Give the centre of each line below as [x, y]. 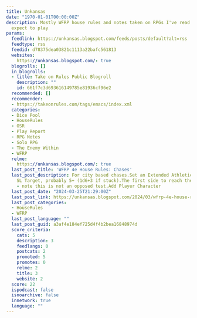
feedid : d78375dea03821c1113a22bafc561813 [64, 50]
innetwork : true [31, 301]
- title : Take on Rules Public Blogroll [61, 77]
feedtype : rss [28, 45]
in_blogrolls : [28, 72]
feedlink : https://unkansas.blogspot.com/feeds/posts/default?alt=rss [99, 39]
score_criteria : [31, 229]
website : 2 [30, 279]
